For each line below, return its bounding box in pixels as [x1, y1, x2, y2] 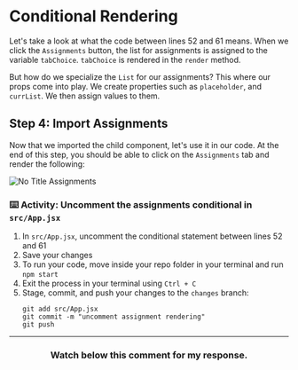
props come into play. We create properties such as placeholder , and [9, 81, 263, 91]
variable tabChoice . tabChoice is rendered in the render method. [9, 54, 241, 65]
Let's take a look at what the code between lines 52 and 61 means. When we [9, 35, 289, 46]
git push [21, 320, 55, 329]
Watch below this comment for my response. [50, 349, 248, 361]
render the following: [9, 158, 86, 169]
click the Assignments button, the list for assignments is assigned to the [9, 44, 269, 55]
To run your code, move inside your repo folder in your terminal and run [21, 259, 284, 270]
